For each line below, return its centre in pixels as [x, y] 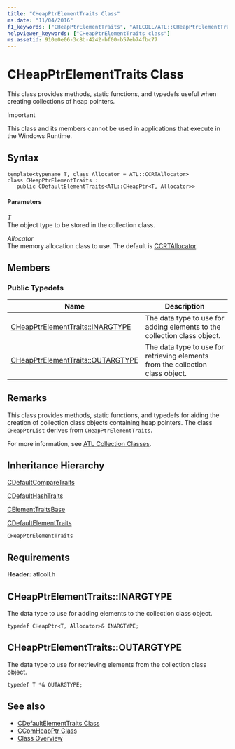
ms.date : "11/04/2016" [40, 20]
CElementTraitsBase [36, 510]
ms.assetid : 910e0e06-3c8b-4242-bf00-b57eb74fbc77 [83, 40]
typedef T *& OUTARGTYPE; [45, 684]
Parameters [24, 202]
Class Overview [40, 738]
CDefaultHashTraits [35, 496]
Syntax [23, 158]
